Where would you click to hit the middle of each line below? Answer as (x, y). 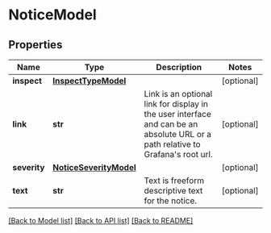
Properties (35, 45)
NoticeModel (52, 15)
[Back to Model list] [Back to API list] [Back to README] (101, 221)
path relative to (172, 144)
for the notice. (171, 201)
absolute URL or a (178, 134)
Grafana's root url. (178, 154)
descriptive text (173, 191)
